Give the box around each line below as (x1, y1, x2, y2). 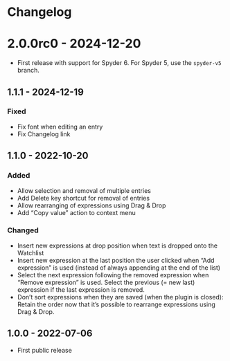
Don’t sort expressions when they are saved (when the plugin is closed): (17, 293, 224, 301)
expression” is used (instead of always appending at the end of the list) (17, 263, 220, 272)
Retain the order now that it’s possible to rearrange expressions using (17, 300, 216, 308)
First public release (17, 346, 73, 354)
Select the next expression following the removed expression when (17, 270, 209, 279)
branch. (17, 66, 40, 75)
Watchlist (17, 248, 44, 257)
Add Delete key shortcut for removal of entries (17, 194, 150, 202)
